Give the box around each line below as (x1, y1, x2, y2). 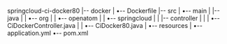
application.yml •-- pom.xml (7, 29, 89, 37)
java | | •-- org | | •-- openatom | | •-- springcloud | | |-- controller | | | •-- (7, 14, 220, 22)
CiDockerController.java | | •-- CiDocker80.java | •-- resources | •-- (7, 22, 203, 29)
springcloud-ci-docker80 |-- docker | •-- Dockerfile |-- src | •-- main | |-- (7, 7, 220, 15)
